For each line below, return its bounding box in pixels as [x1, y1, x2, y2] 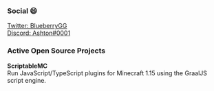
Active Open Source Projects [7, 46, 105, 55]
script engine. [7, 76, 47, 84]
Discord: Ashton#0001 [7, 29, 71, 37]
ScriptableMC [7, 62, 48, 70]
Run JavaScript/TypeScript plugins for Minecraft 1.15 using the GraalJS [7, 68, 208, 77]
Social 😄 [7, 6, 38, 16]
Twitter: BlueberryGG [7, 22, 67, 30]
